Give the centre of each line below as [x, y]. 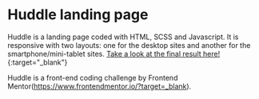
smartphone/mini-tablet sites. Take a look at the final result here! [114, 53]
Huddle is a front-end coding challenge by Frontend [93, 77]
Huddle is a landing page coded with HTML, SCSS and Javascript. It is [123, 37]
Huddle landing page [78, 15]
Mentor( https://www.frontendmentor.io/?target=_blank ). [100, 86]
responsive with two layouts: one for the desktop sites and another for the [129, 45]
